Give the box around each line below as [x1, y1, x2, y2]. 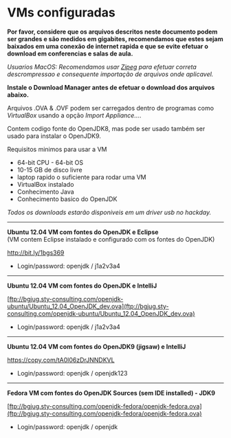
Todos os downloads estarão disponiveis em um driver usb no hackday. [7, 208, 212, 216]
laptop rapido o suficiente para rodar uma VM [16, 173, 146, 181]
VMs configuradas [7, 5, 115, 21]
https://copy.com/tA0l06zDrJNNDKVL [7, 356, 115, 364]
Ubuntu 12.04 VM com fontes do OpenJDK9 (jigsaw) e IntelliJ [7, 342, 186, 351]
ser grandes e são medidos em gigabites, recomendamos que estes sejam [7, 34, 223, 43]
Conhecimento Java [16, 187, 74, 196]
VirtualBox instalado [16, 180, 74, 188]
